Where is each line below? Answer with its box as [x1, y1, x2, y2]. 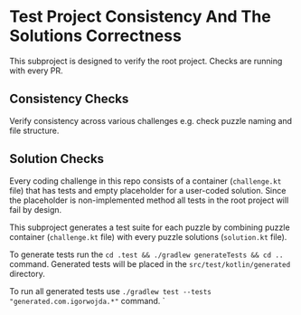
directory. [9, 268, 45, 279]
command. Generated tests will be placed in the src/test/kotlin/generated [9, 258, 291, 269]
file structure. [9, 125, 60, 136]
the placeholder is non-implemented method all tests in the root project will [9, 195, 289, 205]
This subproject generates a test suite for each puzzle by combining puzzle [9, 222, 291, 233]
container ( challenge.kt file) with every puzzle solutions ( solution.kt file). [9, 231, 287, 242]
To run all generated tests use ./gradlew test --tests [9, 285, 212, 296]
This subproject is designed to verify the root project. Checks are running [9, 55, 283, 66]
